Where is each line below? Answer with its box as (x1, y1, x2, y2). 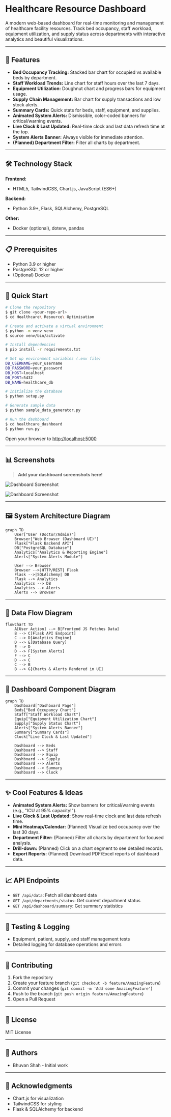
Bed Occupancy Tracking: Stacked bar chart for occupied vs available (12, 69, 161, 75)
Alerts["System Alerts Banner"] (14, 725, 83, 730)
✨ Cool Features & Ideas (5, 788, 83, 797)
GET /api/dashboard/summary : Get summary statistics (12, 903, 123, 909)
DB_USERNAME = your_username (5, 361, 63, 366)
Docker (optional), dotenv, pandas (12, 225, 84, 231)
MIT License (5, 1029, 32, 1035)
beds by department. (12, 74, 57, 80)
